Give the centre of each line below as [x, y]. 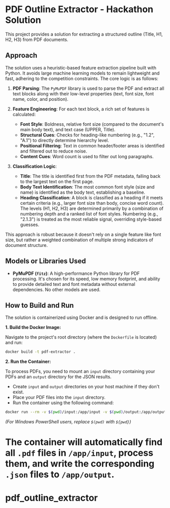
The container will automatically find [84, 442]
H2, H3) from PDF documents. [37, 40]
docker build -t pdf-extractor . [40, 352]
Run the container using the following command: [63, 403]
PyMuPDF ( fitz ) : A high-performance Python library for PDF [76, 273]
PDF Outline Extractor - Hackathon [79, 9]
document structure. [27, 245]
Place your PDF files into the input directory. [59, 397]
